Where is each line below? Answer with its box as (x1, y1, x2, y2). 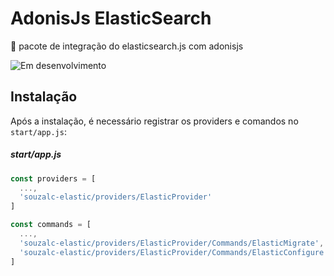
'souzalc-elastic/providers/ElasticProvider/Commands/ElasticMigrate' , (19, 238, 325, 248)
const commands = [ (10, 220, 92, 230)
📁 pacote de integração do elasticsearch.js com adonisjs (10, 40, 244, 52)
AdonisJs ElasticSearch (10, 7, 212, 30)
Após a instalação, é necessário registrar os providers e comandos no (10, 115, 299, 127)
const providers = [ (10, 173, 97, 184)
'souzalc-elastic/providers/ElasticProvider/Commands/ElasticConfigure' (19, 247, 329, 257)
